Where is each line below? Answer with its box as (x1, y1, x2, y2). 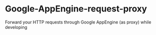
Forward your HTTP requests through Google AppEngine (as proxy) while (5, 19, 152, 25)
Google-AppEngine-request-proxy (5, 3, 147, 14)
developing (5, 24, 28, 30)
